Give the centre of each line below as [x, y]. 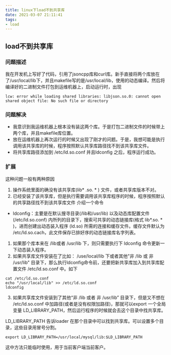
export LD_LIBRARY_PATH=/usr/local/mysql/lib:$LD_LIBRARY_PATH [74, 337]
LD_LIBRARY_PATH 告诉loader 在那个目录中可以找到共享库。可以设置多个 [82, 321]
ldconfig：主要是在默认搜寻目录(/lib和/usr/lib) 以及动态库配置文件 [81, 213]
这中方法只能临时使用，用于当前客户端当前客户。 [57, 347]
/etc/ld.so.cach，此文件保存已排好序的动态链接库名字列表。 [76, 232]
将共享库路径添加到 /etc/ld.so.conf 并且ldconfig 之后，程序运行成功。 [86, 152]
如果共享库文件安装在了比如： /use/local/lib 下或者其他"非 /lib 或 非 [83, 256]
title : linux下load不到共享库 [35, 10]
